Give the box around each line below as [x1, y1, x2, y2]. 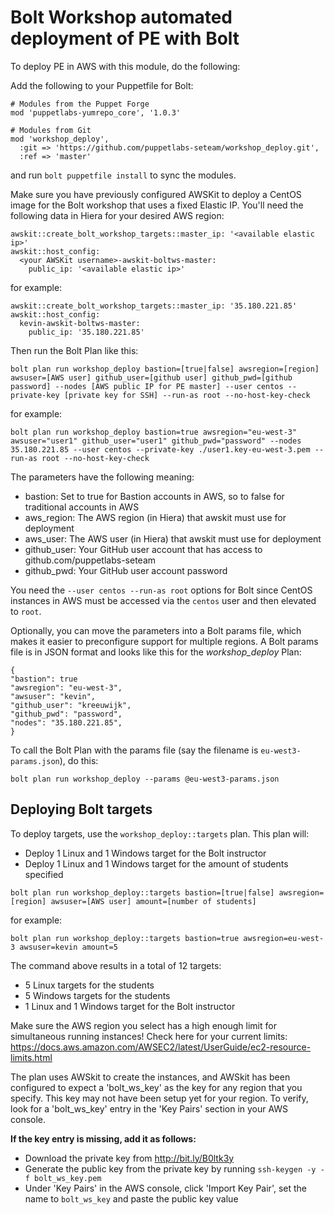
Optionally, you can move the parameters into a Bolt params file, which [10, 624, 302, 636]
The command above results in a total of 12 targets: [10, 959, 222, 971]
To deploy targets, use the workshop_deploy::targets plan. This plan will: [10, 827, 310, 840]
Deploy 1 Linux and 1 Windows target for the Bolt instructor [24, 847, 267, 859]
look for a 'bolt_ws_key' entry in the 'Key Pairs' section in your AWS [10, 1102, 289, 1115]
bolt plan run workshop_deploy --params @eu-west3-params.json [10, 774, 280, 784]
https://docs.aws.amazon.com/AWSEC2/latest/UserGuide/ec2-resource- [10, 1041, 312, 1053]
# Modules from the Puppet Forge [10, 99, 150, 109]
